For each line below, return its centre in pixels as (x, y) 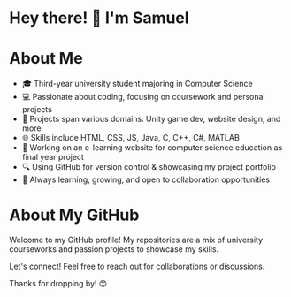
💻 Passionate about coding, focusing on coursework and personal (143, 97)
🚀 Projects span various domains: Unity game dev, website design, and (151, 119)
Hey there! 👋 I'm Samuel (99, 18)
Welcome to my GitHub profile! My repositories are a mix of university (136, 240)
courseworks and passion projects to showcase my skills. (114, 249)
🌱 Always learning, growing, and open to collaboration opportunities (146, 179)
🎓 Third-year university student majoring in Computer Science (138, 84)
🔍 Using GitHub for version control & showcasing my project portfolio (149, 167)
